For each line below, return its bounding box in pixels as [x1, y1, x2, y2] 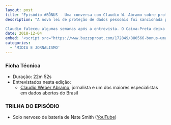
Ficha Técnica [5, 62, 41, 69]
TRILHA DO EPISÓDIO [5, 103, 60, 110]
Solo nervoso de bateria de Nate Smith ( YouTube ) [12, 114, 117, 120]
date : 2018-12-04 [5, 31, 42, 36]
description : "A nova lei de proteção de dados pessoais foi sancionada [5, 17, 163, 22]
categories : [5, 40, 31, 46]
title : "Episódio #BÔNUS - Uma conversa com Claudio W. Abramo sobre [5, 12, 156, 17]
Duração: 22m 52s [12, 73, 52, 80]
